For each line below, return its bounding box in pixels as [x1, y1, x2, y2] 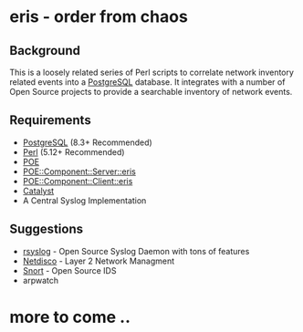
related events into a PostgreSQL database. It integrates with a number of [9, 77, 286, 88]
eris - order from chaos [9, 6, 189, 27]
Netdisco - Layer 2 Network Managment [22, 255, 175, 266]
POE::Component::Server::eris [22, 166, 137, 177]
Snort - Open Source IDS [22, 265, 117, 275]
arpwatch [22, 275, 59, 285]
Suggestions [9, 222, 84, 237]
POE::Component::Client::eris [22, 175, 133, 186]
